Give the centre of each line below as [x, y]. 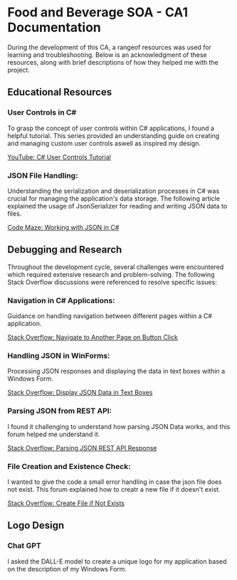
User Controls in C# [42, 112]
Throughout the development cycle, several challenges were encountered [116, 267]
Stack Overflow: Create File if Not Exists [66, 503]
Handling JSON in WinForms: [59, 355]
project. [19, 70]
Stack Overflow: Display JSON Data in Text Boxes [80, 393]
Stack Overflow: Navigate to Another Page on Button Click [93, 337]
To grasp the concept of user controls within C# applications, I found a [111, 128]
